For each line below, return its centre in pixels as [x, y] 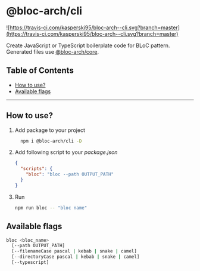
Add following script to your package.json [66, 152]
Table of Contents [40, 71]
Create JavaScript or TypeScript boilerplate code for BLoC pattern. [88, 45]
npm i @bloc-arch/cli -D [51, 141]
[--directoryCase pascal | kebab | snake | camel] [76, 257]
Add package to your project [50, 130]
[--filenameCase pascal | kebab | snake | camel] [74, 251]
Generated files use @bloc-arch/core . [53, 51]
